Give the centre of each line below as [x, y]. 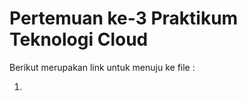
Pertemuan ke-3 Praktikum [124, 18]
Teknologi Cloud [79, 39]
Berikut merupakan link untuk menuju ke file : [102, 67]
